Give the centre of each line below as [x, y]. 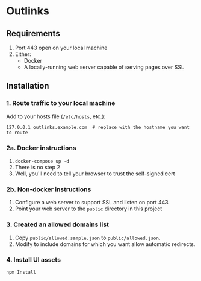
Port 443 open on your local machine [61, 48]
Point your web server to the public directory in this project [88, 209]
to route [17, 133]
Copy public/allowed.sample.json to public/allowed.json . [88, 238]
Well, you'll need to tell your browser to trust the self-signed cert [95, 174]
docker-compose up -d [42, 161]
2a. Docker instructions [41, 148]
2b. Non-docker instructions [49, 189]
